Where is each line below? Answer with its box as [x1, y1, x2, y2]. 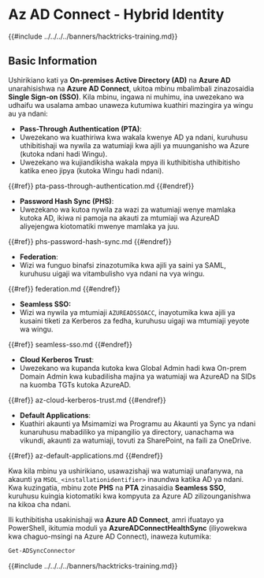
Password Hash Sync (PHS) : [19, 196, 114, 206]
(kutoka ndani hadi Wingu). [19, 149, 108, 158]
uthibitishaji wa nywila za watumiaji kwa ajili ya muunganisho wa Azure [19, 140, 250, 150]
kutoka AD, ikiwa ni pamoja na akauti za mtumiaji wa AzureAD [19, 213, 220, 222]
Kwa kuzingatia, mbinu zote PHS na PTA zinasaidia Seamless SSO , [8, 483, 226, 492]
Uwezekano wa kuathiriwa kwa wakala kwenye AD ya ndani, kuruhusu [19, 132, 248, 142]
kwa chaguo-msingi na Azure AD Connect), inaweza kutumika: [8, 532, 211, 541]
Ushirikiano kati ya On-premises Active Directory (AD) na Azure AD [8, 75, 231, 84]
